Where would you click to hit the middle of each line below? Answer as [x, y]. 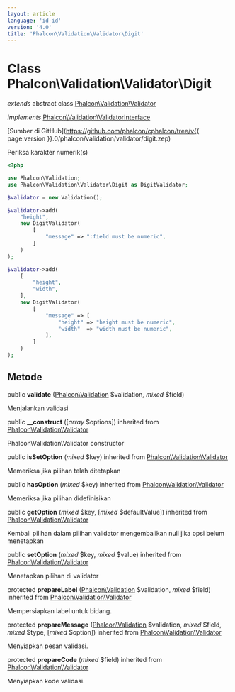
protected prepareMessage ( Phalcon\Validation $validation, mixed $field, [114, 625]
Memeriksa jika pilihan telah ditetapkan [64, 471]
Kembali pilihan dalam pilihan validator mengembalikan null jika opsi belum [116, 533]
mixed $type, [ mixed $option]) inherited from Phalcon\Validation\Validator [114, 632]
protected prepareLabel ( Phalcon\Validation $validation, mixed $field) [109, 589]
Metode [25, 377]
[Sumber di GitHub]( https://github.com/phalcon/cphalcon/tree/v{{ [103, 131]
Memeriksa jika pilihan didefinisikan [59, 498]
